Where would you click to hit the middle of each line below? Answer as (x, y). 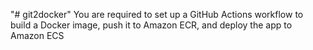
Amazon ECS (37, 35)
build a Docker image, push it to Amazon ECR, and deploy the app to (151, 25)
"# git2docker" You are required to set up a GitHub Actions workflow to (157, 14)
